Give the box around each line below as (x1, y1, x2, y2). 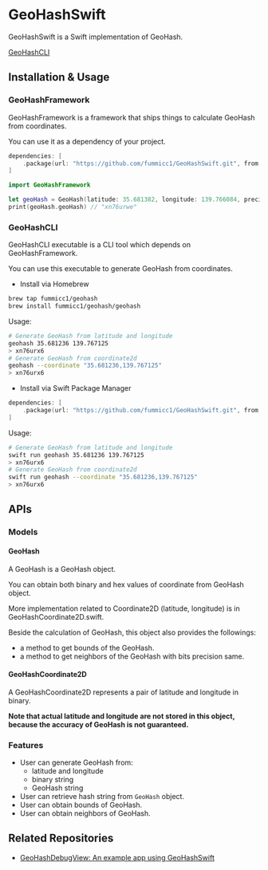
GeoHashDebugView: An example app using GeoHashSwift (19, 852, 215, 862)
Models (8, 526, 38, 537)
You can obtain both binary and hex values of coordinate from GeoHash (8, 580, 245, 589)
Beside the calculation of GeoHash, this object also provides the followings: (8, 628, 257, 637)
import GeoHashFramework (8, 181, 91, 189)
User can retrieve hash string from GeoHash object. (19, 792, 185, 801)
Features (8, 739, 44, 750)
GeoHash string (31, 783, 84, 793)
